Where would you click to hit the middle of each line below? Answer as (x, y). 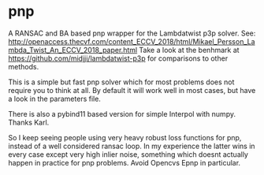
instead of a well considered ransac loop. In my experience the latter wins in (132, 146)
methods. (24, 66)
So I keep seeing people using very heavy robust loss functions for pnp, (125, 137)
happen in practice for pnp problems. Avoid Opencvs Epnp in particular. (125, 162)
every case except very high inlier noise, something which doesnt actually (128, 154)
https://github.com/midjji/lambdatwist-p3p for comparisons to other (118, 58)
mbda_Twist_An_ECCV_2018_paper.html (73, 50)
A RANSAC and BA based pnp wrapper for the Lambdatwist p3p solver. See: (132, 33)
